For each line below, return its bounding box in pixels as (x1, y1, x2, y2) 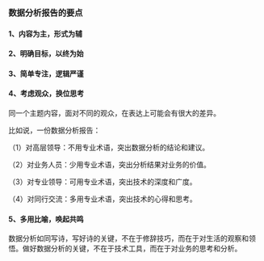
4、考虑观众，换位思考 (8, 89, 85, 99)
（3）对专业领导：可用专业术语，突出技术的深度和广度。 (8, 176, 197, 187)
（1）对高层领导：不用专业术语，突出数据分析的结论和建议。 (8, 142, 210, 152)
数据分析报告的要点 (8, 6, 83, 18)
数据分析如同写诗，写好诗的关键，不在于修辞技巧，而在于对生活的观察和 (8, 234, 249, 243)
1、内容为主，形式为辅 (8, 28, 83, 38)
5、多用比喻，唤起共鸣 (8, 214, 84, 224)
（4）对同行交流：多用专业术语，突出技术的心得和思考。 (8, 194, 198, 204)
